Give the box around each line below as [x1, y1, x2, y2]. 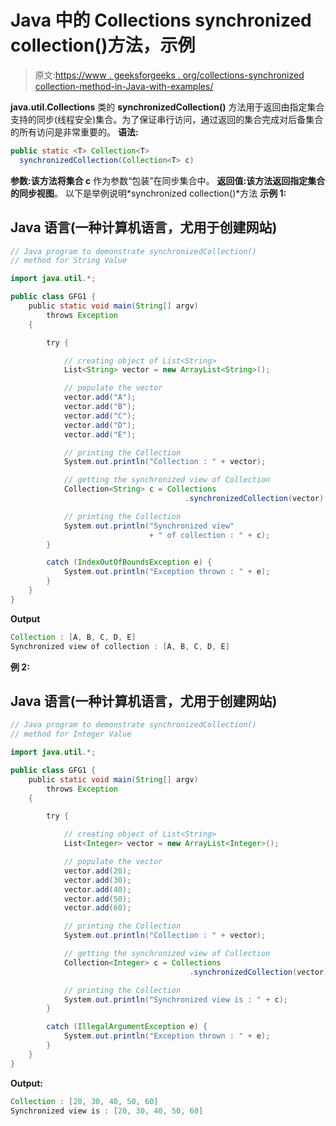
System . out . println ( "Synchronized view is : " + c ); [63, 994, 288, 1005]
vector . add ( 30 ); [63, 875, 132, 885]
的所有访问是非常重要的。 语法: [10, 126, 139, 138]
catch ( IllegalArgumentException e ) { [46, 1022, 208, 1032]
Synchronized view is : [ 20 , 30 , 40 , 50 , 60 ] [10, 1106, 204, 1116]
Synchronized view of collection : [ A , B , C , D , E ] [10, 641, 230, 651]
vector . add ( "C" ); [63, 411, 137, 421]
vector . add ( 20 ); [63, 866, 132, 876]
